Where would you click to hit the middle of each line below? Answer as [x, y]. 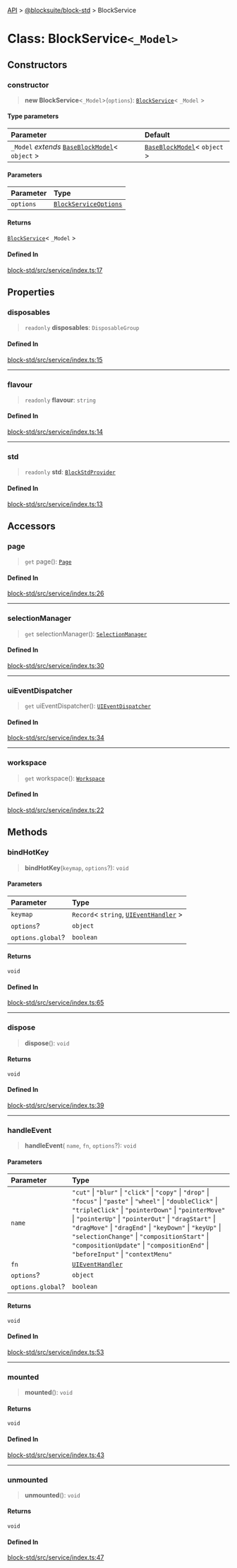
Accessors [32, 526]
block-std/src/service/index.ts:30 [56, 665]
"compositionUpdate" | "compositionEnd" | [140, 1245]
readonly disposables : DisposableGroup [82, 328]
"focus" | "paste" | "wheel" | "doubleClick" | [145, 1201]
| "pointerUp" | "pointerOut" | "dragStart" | [144, 1219]
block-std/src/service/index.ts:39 [56, 1105]
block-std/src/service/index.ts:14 [55, 432]
